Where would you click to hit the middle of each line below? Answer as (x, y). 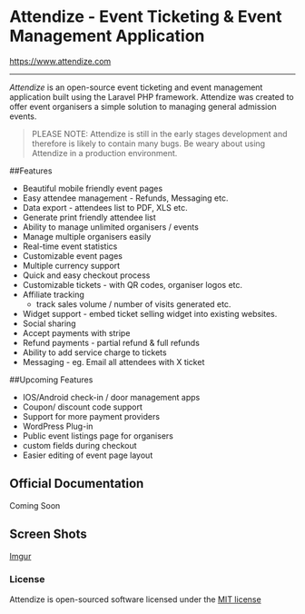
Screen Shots (49, 535)
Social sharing (49, 323)
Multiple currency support (71, 265)
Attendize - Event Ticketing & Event (146, 17)
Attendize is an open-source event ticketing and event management (136, 87)
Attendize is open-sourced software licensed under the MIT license (135, 599)
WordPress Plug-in (58, 426)
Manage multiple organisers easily (87, 236)
